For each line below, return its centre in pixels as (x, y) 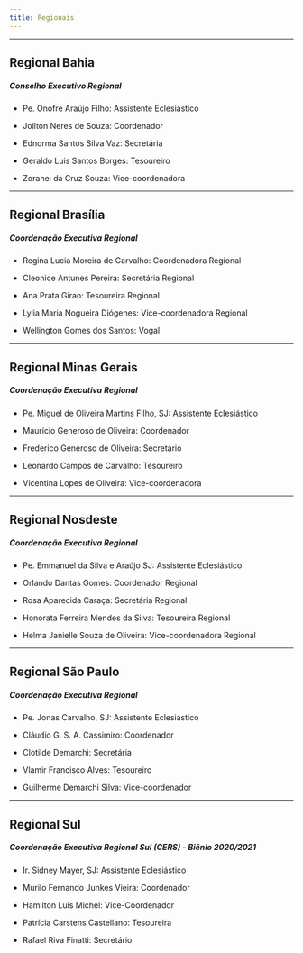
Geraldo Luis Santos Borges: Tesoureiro (96, 160)
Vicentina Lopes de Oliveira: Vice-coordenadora (112, 482)
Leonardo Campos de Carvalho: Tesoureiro (102, 465)
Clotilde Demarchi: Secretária (77, 753)
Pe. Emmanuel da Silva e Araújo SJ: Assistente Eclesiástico (132, 565)
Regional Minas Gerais (73, 367)
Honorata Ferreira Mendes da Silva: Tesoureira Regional (126, 618)
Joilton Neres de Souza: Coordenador (93, 125)
